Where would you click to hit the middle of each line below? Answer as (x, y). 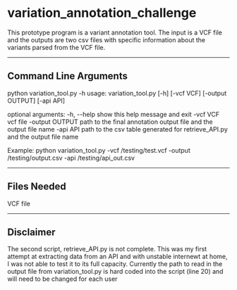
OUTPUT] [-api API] (36, 101)
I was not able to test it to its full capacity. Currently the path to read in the (115, 264)
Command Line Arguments (68, 76)
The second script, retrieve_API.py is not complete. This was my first (107, 249)
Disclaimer (31, 232)
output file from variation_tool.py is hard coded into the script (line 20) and (115, 272)
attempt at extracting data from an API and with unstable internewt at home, (117, 257)
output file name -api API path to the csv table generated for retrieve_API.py (117, 129)
